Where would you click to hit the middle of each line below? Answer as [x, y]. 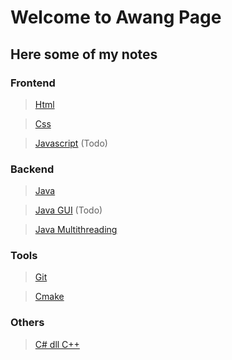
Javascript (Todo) [71, 143]
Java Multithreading [76, 230]
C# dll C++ [57, 344]
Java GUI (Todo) [68, 210]
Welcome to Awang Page [116, 17]
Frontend [33, 83]
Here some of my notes [84, 54]
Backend [32, 169]
